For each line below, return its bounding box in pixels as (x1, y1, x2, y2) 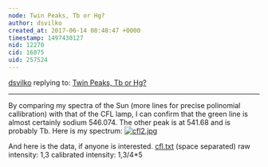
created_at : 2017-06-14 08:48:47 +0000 (8, 26, 141, 34)
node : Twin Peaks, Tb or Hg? (8, 11, 105, 20)
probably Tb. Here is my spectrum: (8, 126, 123, 135)
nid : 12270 (8, 41, 45, 49)
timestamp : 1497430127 (8, 33, 84, 42)
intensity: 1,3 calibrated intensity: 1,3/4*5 (8, 150, 143, 159)
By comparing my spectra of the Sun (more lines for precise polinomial (8, 100, 241, 110)
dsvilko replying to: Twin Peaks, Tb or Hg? (8, 77, 147, 87)
